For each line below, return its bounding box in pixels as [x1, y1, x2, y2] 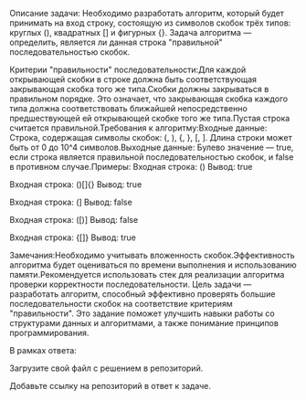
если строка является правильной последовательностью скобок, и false [9, 152, 294, 163]
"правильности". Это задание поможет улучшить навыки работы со [9, 308, 276, 319]
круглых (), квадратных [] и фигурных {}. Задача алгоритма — [9, 27, 252, 37]
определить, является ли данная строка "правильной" [9, 37, 224, 47]
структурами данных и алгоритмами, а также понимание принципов [9, 318, 279, 328]
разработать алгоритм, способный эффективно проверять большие [9, 289, 276, 300]
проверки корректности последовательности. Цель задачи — [9, 279, 252, 289]
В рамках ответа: [9, 345, 78, 355]
